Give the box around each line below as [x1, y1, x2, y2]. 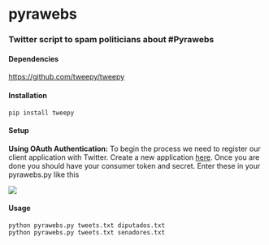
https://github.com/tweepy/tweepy [8, 72, 125, 82]
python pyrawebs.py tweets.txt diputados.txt [8, 221, 165, 230]
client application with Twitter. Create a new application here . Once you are [8, 152, 260, 162]
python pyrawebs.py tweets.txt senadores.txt [8, 228, 165, 236]
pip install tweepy [8, 109, 75, 117]
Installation [8, 90, 47, 100]
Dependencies [8, 54, 59, 63]
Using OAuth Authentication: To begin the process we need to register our [8, 144, 262, 153]
